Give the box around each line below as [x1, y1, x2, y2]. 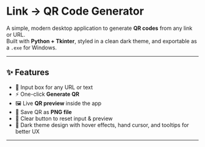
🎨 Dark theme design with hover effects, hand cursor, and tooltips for [15, 121, 189, 129]
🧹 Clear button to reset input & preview [15, 115, 113, 122]
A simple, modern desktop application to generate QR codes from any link [6, 24, 193, 32]
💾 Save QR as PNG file [15, 108, 72, 115]
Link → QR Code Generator [6, 4, 145, 18]
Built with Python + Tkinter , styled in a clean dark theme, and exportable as [6, 37, 197, 45]
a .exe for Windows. [6, 44, 57, 51]
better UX [15, 127, 40, 135]
